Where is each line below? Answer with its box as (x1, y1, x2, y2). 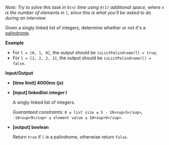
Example (5, 40, 24, 46)
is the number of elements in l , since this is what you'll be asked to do (5, 10, 151, 16)
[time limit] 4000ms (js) (12, 80, 64, 86)
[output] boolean (12, 124, 49, 130)
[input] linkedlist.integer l (12, 90, 67, 95)
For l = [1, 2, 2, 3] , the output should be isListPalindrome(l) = (12, 55, 151, 61)
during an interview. (5, 15, 47, 21)
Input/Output (5, 70, 34, 76)
